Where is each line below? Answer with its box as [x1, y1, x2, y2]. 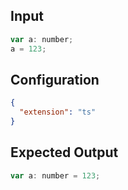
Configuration [10, 71, 100, 88]
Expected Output [10, 144, 119, 161]
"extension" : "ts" [19, 107, 97, 118]
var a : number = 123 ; [10, 170, 101, 181]
